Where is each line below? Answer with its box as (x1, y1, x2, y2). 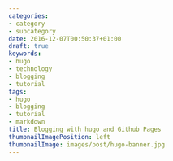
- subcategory (8, 27, 57, 35)
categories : (8, 11, 49, 20)
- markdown (8, 118, 45, 126)
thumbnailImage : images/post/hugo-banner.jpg (8, 140, 165, 149)
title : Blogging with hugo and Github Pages (8, 125, 162, 133)
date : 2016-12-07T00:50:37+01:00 (8, 34, 122, 43)
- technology (8, 65, 53, 73)
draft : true (8, 42, 49, 50)
